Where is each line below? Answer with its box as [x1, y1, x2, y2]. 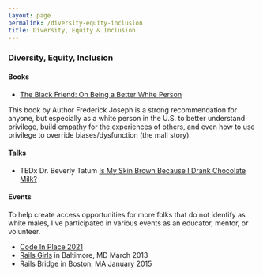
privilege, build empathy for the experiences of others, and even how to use [8, 122, 255, 131]
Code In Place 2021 [19, 242, 83, 251]
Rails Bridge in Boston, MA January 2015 [19, 259, 152, 268]
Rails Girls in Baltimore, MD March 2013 [19, 250, 148, 259]
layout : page [8, 11, 51, 20]
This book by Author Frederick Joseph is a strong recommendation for [8, 104, 238, 115]
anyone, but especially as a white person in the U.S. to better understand [8, 113, 246, 123]
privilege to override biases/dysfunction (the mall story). [8, 130, 192, 139]
